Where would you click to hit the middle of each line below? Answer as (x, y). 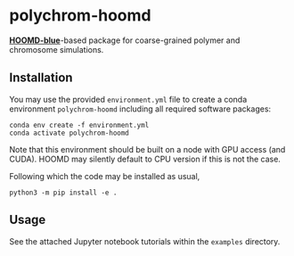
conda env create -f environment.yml (79, 125)
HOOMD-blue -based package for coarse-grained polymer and (125, 40)
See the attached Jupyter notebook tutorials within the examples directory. (145, 241)
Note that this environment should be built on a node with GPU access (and (147, 149)
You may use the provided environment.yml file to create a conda (128, 99)
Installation (41, 78)
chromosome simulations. (57, 49)
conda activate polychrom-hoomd (69, 133)
